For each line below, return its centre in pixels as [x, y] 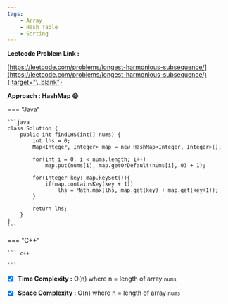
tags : [15, 14]
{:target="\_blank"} [35, 83]
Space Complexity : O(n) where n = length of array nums [99, 293]
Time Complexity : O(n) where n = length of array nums [97, 279]
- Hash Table [39, 27]
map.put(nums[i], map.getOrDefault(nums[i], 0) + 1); [125, 166]
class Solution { [33, 129]
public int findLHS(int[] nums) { [70, 135]
